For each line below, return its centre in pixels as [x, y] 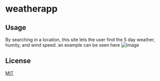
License [18, 61]
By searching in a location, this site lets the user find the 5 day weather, [80, 39]
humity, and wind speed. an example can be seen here [63, 45]
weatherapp [31, 9]
